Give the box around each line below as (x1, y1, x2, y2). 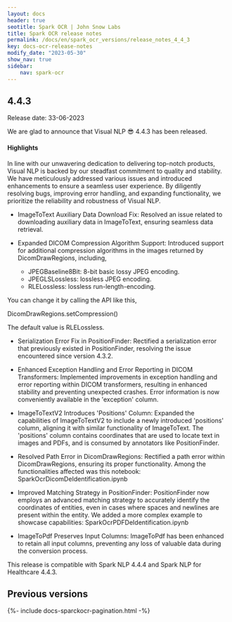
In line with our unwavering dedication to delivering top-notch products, (7, 159, 216, 167)
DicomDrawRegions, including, (17, 254, 107, 262)
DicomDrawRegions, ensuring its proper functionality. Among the (17, 460, 206, 468)
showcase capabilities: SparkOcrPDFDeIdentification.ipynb (17, 518, 188, 526)
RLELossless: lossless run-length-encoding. (27, 282, 156, 290)
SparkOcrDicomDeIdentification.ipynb (17, 474, 128, 483)
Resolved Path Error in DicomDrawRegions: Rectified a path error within (17, 452, 225, 460)
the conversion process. (17, 546, 88, 555)
